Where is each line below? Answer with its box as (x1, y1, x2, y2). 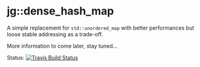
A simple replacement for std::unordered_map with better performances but (7, 24, 195, 31)
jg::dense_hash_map (7, 4, 114, 18)
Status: (7, 54, 25, 61)
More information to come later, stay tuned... (7, 42, 118, 49)
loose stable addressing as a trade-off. (7, 30, 103, 37)
